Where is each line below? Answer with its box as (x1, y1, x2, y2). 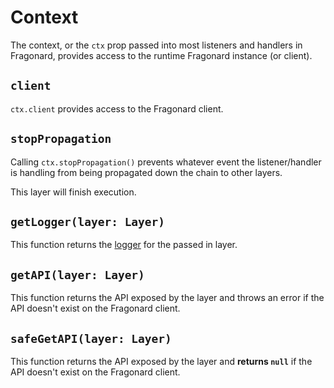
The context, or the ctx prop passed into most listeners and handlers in (10, 39, 303, 51)
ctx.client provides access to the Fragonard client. (10, 102, 224, 115)
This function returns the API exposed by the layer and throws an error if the (10, 292, 325, 304)
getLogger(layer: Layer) (10, 214, 166, 229)
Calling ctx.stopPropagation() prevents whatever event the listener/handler (10, 156, 322, 168)
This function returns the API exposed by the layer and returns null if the (10, 356, 313, 367)
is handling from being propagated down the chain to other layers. (10, 166, 283, 178)
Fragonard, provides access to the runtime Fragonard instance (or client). (10, 49, 313, 61)
